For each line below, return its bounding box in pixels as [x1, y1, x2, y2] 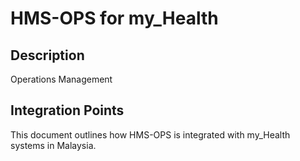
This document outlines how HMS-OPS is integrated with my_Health [10, 128, 291, 141]
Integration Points [10, 102, 125, 119]
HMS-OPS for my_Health [10, 7, 219, 30]
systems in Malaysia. [10, 139, 97, 151]
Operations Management [10, 73, 113, 85]
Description [10, 47, 85, 64]
